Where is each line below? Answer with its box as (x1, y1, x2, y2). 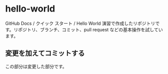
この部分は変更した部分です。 (5, 63, 67, 69)
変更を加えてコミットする (5, 49, 85, 58)
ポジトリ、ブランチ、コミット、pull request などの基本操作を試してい (18, 26, 163, 33)
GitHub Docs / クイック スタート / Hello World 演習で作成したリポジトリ (5, 20, 155, 26)
